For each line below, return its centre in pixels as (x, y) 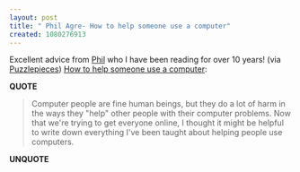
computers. (53, 142)
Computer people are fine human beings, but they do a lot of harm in (158, 104)
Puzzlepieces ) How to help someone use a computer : (108, 69)
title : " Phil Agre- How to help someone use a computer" (120, 26)
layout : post (34, 17)
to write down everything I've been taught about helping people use (157, 133)
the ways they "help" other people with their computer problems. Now (161, 114)
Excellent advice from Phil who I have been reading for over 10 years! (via (145, 60)
